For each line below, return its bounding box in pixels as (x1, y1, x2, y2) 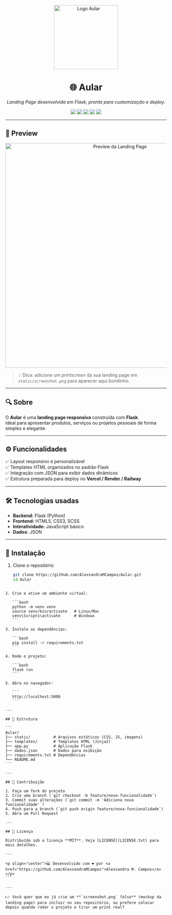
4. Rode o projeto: (5, 654, 47, 659)
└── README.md (5, 757, 36, 762)
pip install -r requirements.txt (12, 640, 83, 645)
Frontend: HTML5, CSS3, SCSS (12, 518, 80, 524)
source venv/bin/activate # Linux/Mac (12, 608, 100, 614)
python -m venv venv (12, 604, 56, 609)
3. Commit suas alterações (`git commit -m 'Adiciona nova (5, 797, 134, 803)
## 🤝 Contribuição (5, 779, 45, 785)
